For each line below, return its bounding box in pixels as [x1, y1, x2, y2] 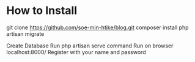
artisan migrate [6, 30, 45, 37]
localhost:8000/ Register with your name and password [6, 48, 146, 55]
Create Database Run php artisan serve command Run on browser [6, 42, 174, 49]
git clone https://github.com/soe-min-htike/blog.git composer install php [6, 24, 189, 31]
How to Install [6, 4, 78, 18]
